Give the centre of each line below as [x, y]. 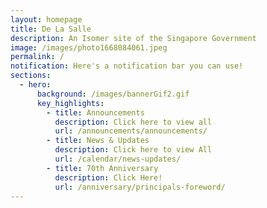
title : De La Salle [51, 29]
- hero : [35, 85]
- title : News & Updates [98, 141]
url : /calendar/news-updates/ [118, 159]
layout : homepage [46, 19]
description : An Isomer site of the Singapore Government [133, 38]
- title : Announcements [95, 112]
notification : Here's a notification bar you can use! [127, 66]
